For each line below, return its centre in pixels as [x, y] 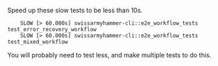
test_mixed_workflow [38, 42]
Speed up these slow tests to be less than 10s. [75, 10]
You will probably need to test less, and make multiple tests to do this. [109, 55]
